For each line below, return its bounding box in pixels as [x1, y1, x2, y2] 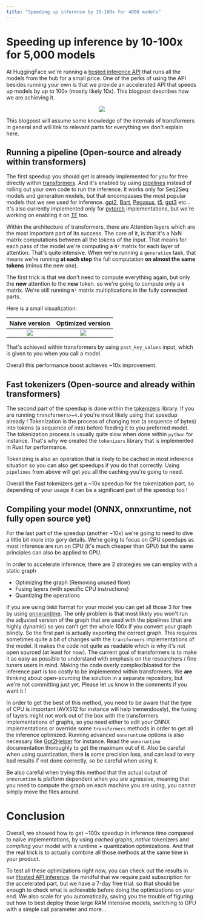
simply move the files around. [6, 788, 80, 795]
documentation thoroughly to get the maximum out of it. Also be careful [6, 744, 185, 751]
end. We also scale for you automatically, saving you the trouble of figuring [6, 892, 193, 900]
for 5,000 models [6, 48, 96, 61]
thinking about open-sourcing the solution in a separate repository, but [6, 675, 183, 681]
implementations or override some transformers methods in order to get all [6, 725, 193, 732]
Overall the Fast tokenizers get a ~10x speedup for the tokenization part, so [6, 480, 195, 487]
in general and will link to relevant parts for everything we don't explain [6, 123, 184, 130]
